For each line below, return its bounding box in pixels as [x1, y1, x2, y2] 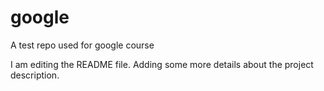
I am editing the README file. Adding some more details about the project [10, 58, 314, 70]
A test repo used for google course [10, 39, 155, 51]
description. [10, 69, 60, 81]
